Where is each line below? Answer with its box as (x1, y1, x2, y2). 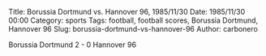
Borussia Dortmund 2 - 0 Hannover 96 (8, 40, 136, 50)
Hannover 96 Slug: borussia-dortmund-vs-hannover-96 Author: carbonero (8, 24, 258, 33)
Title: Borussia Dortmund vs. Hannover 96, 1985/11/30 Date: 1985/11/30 (8, 7, 246, 16)
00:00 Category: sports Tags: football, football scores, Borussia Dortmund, (8, 15, 259, 25)
